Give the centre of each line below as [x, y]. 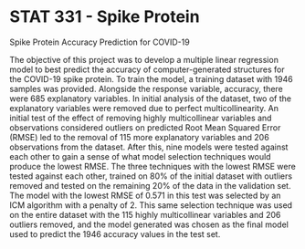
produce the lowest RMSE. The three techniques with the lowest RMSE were [153, 166]
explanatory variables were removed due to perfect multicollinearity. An [144, 108]
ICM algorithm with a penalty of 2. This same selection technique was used [151, 205]
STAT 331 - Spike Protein [105, 17]
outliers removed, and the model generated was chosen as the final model [149, 224]
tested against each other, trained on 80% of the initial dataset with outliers [151, 176]
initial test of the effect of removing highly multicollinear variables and [141, 118]
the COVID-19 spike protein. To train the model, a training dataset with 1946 [152, 78]
